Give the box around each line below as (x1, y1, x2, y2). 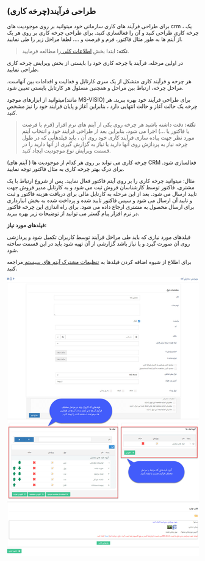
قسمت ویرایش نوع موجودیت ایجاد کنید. (21, 146, 112, 154)
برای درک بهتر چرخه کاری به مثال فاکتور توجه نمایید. (7, 165, 124, 172)
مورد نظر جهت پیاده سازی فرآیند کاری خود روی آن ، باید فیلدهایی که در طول (21, 134, 195, 141)
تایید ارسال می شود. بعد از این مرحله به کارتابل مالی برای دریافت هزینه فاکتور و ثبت (7, 190, 197, 197)
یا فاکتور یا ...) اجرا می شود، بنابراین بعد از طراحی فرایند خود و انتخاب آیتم (21, 127, 190, 135)
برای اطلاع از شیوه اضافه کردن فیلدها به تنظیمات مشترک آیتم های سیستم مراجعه (7, 258, 192, 265)
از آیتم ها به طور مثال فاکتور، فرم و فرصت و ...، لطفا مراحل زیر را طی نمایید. (7, 35, 182, 43)
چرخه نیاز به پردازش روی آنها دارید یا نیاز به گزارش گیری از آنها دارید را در (21, 140, 188, 148)
